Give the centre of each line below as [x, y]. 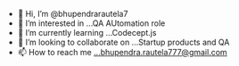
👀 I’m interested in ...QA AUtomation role [91, 23]
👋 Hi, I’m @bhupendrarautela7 [73, 14]
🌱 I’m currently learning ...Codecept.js [87, 33]
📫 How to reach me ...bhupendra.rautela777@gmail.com [122, 52]
